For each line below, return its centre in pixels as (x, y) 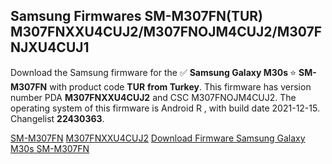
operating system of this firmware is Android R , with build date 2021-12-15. (165, 108)
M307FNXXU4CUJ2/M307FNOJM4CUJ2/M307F (166, 32)
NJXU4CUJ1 (50, 47)
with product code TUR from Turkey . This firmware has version (180, 86)
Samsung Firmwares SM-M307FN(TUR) (136, 16)
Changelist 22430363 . (57, 118)
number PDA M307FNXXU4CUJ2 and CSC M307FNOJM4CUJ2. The (153, 97)
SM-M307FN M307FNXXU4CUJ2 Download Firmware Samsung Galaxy (158, 138)
